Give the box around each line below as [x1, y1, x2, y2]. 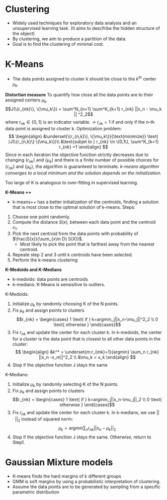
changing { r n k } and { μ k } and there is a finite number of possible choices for [5, 157, 159, 164]
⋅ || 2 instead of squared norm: [12, 416, 74, 423]
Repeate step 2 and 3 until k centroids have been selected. [12, 252, 133, 258]
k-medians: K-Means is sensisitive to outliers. [12, 282, 105, 288]
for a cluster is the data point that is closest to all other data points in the [12, 335, 161, 341]
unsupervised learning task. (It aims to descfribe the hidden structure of [12, 25, 160, 31]
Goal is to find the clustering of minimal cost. [12, 41, 104, 47]
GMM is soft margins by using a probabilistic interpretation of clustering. [12, 478, 161, 484]
